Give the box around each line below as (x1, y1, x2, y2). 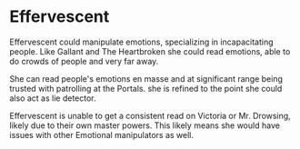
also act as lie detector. (9, 93, 97, 104)
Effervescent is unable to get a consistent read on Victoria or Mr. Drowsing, (9, 110, 291, 121)
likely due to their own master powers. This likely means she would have (9, 120, 280, 131)
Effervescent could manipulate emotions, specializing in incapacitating (9, 36, 275, 47)
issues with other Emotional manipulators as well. (9, 129, 194, 140)
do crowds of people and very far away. (9, 55, 159, 66)
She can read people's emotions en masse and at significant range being (9, 73, 284, 84)
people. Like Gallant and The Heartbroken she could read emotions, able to (9, 45, 291, 56)
